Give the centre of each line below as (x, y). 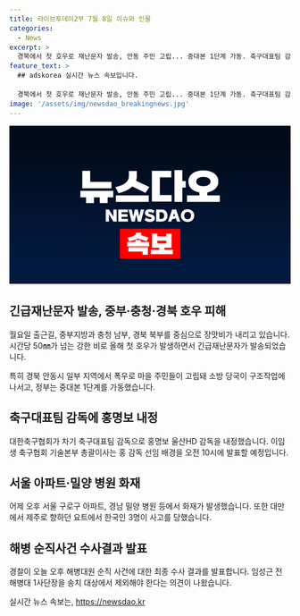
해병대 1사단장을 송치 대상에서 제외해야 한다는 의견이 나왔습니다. (121, 583)
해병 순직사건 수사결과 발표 (78, 548)
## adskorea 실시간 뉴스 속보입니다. (78, 76)
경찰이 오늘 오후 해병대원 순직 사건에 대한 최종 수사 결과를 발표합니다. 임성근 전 (146, 571)
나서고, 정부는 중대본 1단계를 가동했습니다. (83, 387)
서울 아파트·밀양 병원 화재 (75, 483)
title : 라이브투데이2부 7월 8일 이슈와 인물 (80, 19)
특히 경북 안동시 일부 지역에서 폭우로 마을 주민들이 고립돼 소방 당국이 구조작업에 (147, 376)
